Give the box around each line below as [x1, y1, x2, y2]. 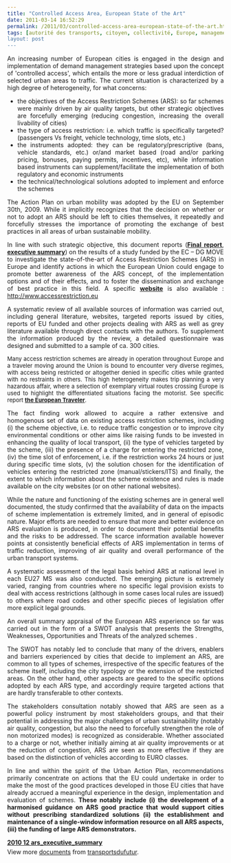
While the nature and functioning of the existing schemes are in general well [7, 496, 224, 504]
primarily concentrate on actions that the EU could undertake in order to [7, 774, 224, 783]
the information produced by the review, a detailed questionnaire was [7, 334, 224, 342]
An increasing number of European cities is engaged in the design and [7, 54, 224, 63]
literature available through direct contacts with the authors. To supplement [7, 327, 224, 336]
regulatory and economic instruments [16, 170, 124, 179]
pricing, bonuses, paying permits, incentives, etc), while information [16, 155, 224, 164]
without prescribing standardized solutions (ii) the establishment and [7, 811, 224, 819]
